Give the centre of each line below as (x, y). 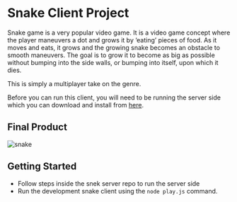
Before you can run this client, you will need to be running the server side (114, 97)
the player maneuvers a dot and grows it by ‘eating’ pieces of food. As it (112, 40)
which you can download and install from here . (75, 105)
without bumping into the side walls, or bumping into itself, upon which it (113, 62)
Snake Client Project (68, 13)
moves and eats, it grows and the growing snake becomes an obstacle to (114, 47)
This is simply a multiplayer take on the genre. (74, 83)
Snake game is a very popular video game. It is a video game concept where (119, 32)
